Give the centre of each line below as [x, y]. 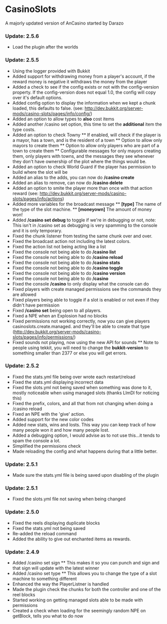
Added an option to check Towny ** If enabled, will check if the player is [86, 135]
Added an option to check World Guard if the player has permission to [84, 167]
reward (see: [25, 193]
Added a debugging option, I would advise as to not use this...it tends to [86, 435]
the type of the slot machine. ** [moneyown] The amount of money [82, 209]
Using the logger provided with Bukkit [51, 71]
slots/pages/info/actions [37, 198]
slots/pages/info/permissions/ [43, 337]
